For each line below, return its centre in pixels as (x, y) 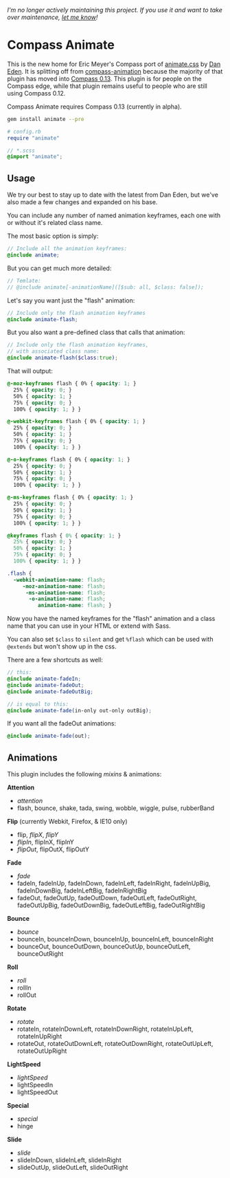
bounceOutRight (40, 954)
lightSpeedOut (37, 1092)
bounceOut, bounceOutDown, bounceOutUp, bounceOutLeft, (104, 947)
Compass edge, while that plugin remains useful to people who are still (107, 86)
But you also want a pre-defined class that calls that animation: (96, 332)
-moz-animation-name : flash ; (64, 586)
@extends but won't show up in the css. (62, 646)
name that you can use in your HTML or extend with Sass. (89, 626)
